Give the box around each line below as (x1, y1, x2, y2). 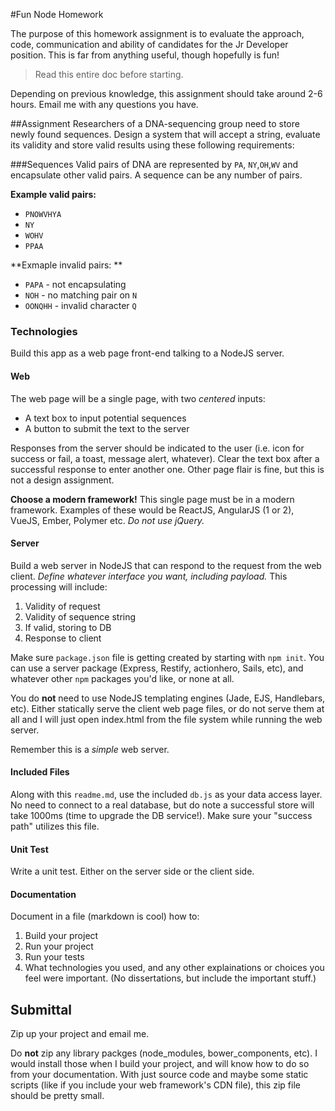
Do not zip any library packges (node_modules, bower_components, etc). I (10, 1047, 318, 1059)
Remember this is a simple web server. (10, 743, 170, 755)
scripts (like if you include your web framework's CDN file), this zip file (10, 1079, 301, 1091)
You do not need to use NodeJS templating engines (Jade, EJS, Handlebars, (10, 692, 326, 704)
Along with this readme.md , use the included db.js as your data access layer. (10, 788, 323, 800)
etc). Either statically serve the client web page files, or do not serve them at (10, 702, 325, 714)
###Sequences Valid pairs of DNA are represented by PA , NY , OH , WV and (10, 159, 298, 170)
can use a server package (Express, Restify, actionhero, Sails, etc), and (10, 662, 304, 674)
